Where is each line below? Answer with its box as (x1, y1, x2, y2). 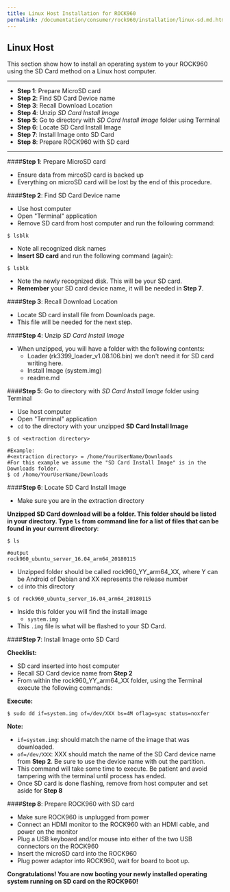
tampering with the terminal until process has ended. (16, 772, 166, 780)
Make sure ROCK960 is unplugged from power (16, 813, 149, 821)
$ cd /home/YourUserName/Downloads (7, 471, 109, 478)
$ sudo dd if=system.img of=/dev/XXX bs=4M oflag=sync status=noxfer (7, 710, 210, 717)
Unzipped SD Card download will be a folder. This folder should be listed (7, 510, 217, 518)
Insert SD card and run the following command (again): (16, 251, 173, 260)
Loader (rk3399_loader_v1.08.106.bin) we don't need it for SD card (27, 352, 214, 360)
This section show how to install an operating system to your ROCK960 (7, 60, 208, 69)
